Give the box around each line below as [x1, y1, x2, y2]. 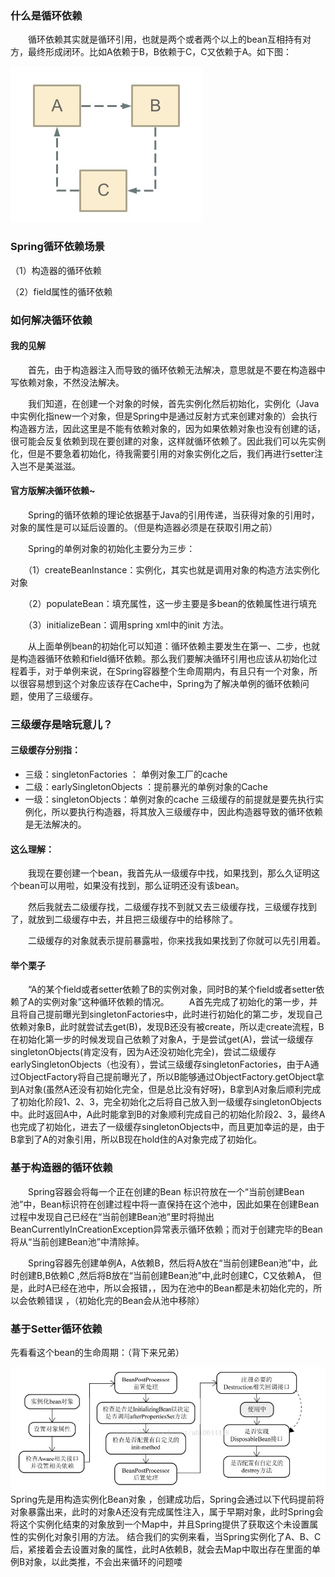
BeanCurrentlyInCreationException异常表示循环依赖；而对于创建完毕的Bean [10, 1223, 323, 1235]
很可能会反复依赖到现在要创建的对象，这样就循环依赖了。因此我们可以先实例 [10, 435, 326, 447]
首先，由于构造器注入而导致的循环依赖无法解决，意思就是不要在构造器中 [27, 363, 326, 376]
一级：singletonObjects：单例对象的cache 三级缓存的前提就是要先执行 [24, 793, 316, 806]
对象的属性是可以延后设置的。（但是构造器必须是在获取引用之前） [10, 521, 278, 533]
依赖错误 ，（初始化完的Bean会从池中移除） [27, 1294, 205, 1306]
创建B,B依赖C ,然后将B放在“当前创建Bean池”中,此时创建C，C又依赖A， [18, 1269, 311, 1281]
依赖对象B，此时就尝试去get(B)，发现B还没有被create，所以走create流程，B [10, 1021, 325, 1033]
